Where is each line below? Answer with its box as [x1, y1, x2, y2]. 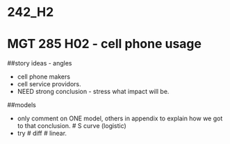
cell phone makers [17, 72, 71, 81]
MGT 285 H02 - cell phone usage [7, 36, 202, 52]
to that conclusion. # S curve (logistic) [17, 122, 126, 130]
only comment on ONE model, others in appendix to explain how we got [17, 114, 223, 122]
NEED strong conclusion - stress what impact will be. [17, 88, 170, 96]
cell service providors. [17, 80, 81, 88]
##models [7, 101, 36, 109]
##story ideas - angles [7, 59, 72, 67]
